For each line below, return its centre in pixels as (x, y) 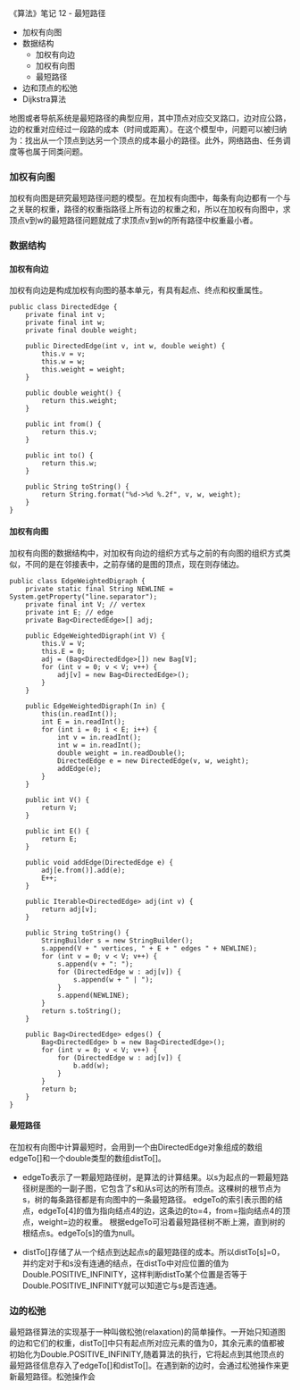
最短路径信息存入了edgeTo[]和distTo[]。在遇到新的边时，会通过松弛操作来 (145, 1366)
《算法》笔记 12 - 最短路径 (58, 13)
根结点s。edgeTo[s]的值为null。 (81, 1233)
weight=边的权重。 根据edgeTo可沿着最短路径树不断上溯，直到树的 (162, 1221)
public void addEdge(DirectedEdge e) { (100, 862)
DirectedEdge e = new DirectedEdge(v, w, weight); (153, 761)
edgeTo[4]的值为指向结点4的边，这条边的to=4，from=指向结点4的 (160, 1210)
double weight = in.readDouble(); (121, 753)
